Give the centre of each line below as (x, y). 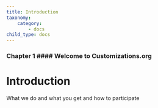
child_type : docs (28, 35)
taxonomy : (19, 18)
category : (30, 23)
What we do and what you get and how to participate (73, 98)
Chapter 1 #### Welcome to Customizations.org (79, 56)
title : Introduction (33, 12)
